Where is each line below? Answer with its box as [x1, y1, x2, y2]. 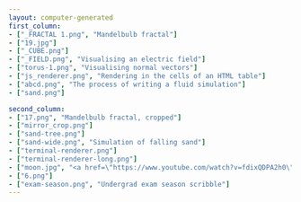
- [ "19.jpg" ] [8, 38, 58, 48]
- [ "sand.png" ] [8, 88, 66, 97]
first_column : [8, 22, 62, 31]
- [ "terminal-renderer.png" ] [8, 146, 118, 155]
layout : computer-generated [8, 13, 114, 22]
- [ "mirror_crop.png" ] [8, 121, 93, 130]
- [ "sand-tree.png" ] [8, 129, 86, 139]
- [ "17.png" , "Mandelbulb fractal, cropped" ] [8, 113, 181, 122]
